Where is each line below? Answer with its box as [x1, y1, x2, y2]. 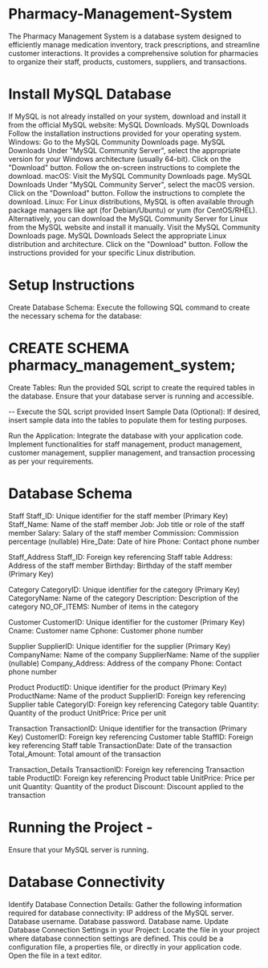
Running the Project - [8, 818, 153, 836]
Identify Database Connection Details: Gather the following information [8, 899, 242, 909]
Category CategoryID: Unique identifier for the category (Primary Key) [8, 585, 241, 594]
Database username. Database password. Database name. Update [8, 916, 229, 926]
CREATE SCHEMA [8, 339, 130, 357]
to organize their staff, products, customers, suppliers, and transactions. [8, 57, 247, 67]
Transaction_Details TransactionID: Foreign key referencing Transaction [8, 764, 245, 774]
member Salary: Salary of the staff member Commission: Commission [8, 528, 239, 537]
